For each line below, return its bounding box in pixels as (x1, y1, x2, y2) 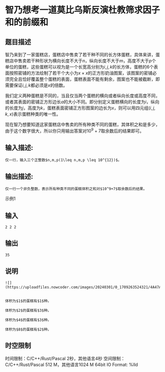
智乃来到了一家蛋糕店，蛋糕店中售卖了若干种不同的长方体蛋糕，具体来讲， (5, 52, 156, 57)
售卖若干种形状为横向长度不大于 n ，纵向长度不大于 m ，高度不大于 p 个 (18, 58, 156, 64)
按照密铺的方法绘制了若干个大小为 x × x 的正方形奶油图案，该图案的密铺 (9, 70, 153, 76)
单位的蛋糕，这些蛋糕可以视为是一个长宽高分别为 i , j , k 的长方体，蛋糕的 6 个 (5, 64, 154, 70)
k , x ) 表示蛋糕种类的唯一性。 (5, 111, 61, 117)
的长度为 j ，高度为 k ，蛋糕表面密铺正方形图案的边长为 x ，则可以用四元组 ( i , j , (5, 105, 156, 111)
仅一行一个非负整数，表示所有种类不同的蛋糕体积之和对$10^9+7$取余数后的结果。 (5, 187, 147, 192)
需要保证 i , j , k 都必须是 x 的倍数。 (5, 82, 68, 88)
